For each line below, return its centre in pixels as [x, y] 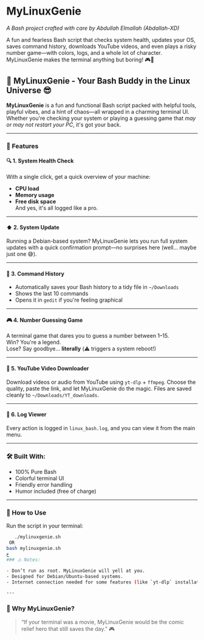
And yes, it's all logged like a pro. [56, 207]
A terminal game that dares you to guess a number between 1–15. [88, 336]
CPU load [27, 188]
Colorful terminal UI [39, 478]
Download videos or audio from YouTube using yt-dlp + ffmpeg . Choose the [101, 382]
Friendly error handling [44, 485]
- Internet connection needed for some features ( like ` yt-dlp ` [89, 582]
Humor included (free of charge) [56, 492]
